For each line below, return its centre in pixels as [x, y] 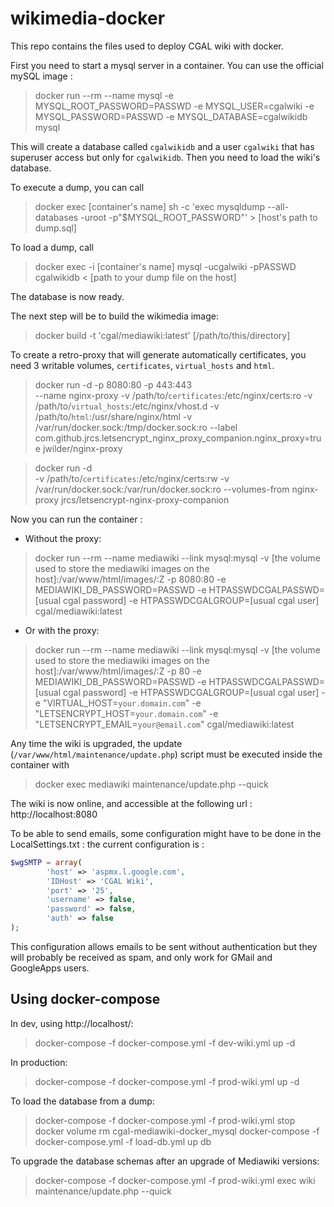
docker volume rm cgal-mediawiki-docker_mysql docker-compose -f [177, 1131]
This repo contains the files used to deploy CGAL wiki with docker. [147, 46]
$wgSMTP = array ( [46, 862]
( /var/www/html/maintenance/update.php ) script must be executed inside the [166, 754]
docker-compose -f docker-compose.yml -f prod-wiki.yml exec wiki [175, 1180]
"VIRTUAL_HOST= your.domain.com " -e [122, 703]
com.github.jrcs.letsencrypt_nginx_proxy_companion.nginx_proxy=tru [178, 438]
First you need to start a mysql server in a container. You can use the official [167, 65]
